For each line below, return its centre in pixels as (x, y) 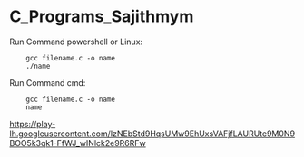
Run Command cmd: (48, 82)
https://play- (33, 124)
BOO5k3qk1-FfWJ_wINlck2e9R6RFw (78, 143)
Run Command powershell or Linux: (76, 42)
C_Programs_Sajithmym (102, 17)
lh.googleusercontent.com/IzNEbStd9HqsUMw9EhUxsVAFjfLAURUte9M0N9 (152, 134)
